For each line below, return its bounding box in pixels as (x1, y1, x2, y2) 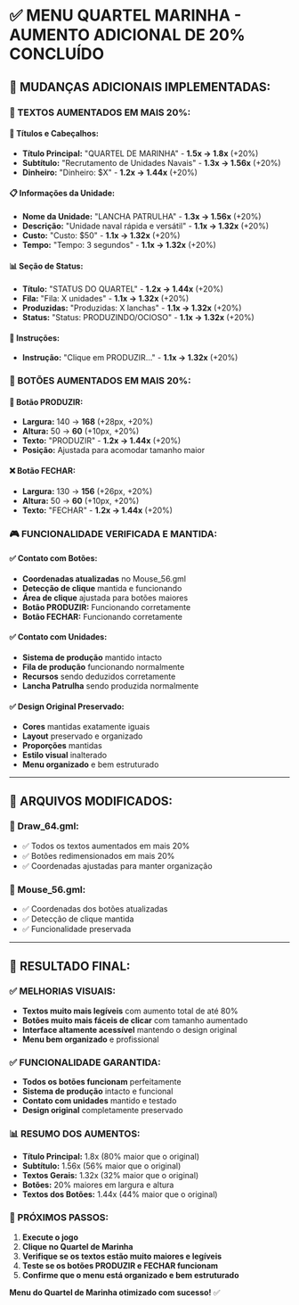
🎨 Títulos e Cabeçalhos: (9, 128, 100, 139)
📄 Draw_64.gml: (9, 820, 80, 832)
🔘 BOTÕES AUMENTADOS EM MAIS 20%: (9, 375, 191, 387)
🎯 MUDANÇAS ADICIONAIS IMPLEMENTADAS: (9, 79, 271, 95)
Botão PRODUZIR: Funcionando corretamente (21, 601, 191, 612)
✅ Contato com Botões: (9, 553, 98, 564)
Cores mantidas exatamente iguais (21, 722, 150, 732)
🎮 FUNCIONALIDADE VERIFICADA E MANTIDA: (9, 527, 218, 540)
